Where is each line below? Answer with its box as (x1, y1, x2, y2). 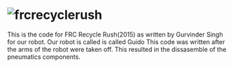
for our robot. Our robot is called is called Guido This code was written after (7, 37, 225, 46)
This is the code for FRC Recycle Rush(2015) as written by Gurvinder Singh (7, 30, 223, 39)
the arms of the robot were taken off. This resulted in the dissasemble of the (7, 45, 227, 53)
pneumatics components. (7, 53, 80, 61)
